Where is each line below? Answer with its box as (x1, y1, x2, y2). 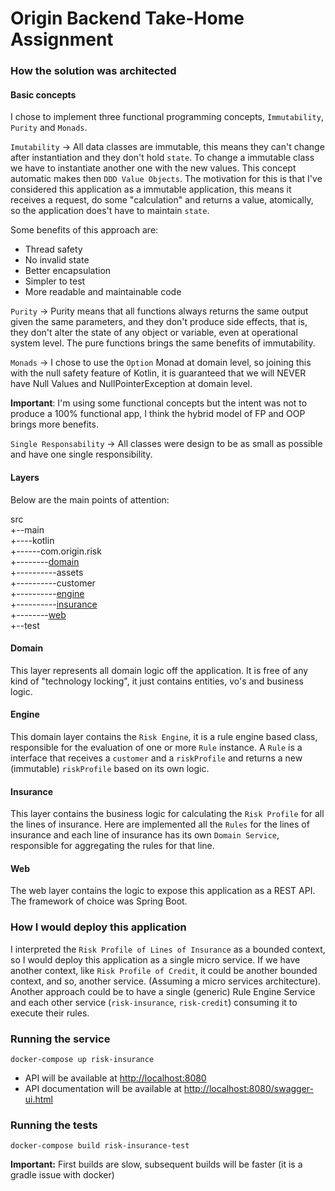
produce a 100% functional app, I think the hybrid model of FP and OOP (10, 408, 306, 420)
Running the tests (10, 1118, 98, 1132)
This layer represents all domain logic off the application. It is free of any (10, 664, 309, 676)
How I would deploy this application (10, 920, 187, 934)
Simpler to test (24, 275, 86, 287)
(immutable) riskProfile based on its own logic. (10, 762, 210, 774)
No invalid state (24, 254, 90, 266)
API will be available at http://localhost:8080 (24, 1072, 207, 1084)
